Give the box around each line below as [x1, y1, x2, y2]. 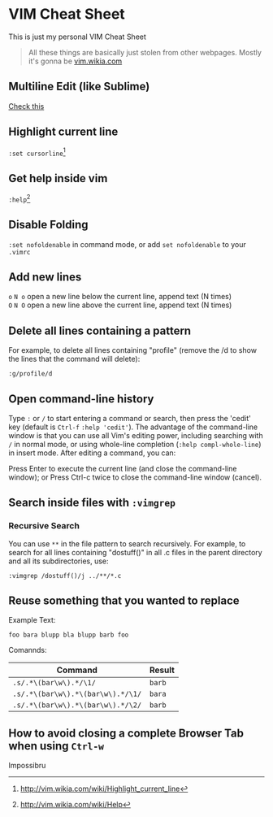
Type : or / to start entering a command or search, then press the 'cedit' [8, 413, 252, 423]
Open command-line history [8, 392, 154, 406]
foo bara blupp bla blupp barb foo [8, 631, 129, 639]
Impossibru [8, 761, 46, 771]
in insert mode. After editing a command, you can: [8, 448, 176, 458]
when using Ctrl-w [8, 739, 104, 753]
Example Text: [8, 615, 56, 625]
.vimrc [8, 248, 31, 256]
